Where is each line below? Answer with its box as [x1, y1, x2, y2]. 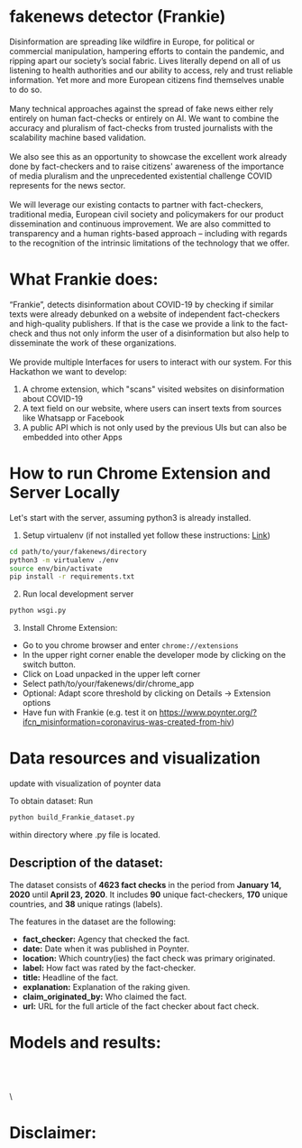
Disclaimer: [9, 1122, 97, 1143]
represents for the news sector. [9, 180, 126, 190]
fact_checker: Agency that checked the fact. [22, 933, 190, 944]
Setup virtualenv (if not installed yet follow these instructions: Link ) [22, 530, 270, 541]
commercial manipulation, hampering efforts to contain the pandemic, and [9, 45, 285, 56]
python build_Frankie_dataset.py [9, 813, 135, 822]
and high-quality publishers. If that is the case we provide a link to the [9, 318, 269, 329]
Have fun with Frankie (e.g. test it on [22, 707, 158, 718]
